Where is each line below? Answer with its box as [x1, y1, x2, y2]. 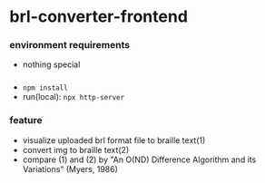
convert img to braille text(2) [22, 144, 130, 155]
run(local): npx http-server [22, 91, 125, 102]
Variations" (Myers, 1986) [22, 163, 118, 174]
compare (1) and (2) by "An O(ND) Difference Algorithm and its [22, 154, 257, 165]
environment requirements [9, 39, 130, 52]
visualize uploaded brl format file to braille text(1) [22, 134, 206, 146]
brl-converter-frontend [9, 6, 189, 27]
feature [9, 114, 43, 127]
